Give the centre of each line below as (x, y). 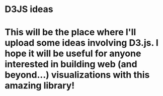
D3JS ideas (29, 9)
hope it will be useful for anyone (73, 54)
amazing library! (40, 86)
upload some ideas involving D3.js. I (82, 43)
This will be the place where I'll (70, 32)
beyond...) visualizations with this (77, 75)
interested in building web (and (71, 64)
